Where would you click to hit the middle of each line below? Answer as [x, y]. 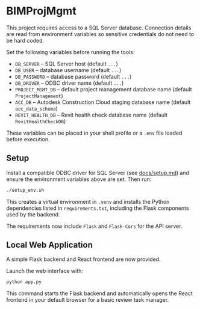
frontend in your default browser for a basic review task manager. [88, 300]
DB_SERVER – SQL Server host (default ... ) [67, 64]
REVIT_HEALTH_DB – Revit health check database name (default [91, 115]
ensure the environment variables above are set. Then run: [79, 179]
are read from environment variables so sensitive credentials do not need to [100, 34]
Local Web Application [50, 245]
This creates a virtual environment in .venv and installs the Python [88, 201]
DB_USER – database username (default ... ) [68, 70]
